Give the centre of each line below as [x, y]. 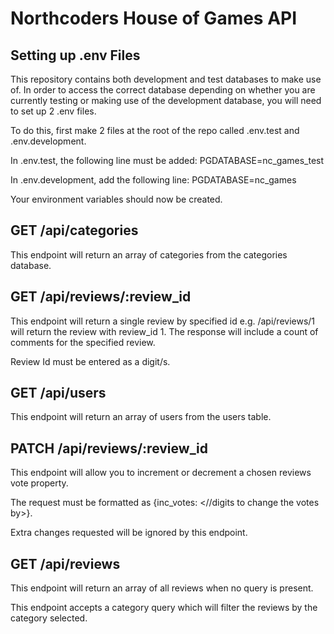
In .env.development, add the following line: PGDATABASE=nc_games [153, 180]
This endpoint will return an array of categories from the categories [149, 254]
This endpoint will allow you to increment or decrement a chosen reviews [161, 473]
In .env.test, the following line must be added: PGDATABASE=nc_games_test [167, 160]
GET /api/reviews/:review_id [101, 297]
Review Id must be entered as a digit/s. [90, 361]
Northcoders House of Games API [154, 18]
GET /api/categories [74, 230]
